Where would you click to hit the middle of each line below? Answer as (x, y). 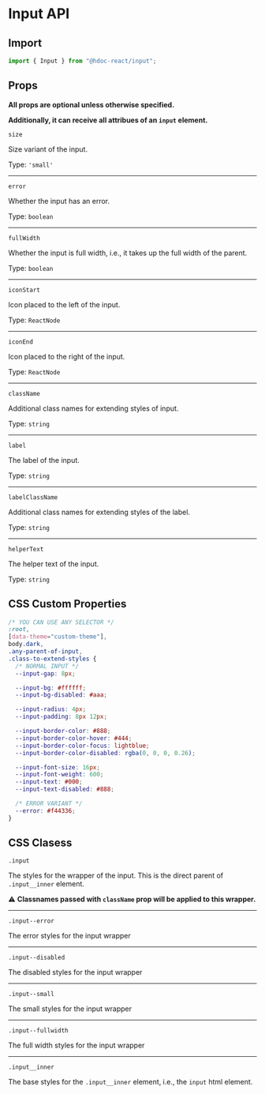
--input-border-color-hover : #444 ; (74, 738)
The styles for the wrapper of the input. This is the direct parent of (116, 876)
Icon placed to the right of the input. (67, 356)
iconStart (24, 290)
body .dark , (26, 645)
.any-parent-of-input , (45, 652)
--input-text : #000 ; (49, 782)
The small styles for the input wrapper (70, 1009)
